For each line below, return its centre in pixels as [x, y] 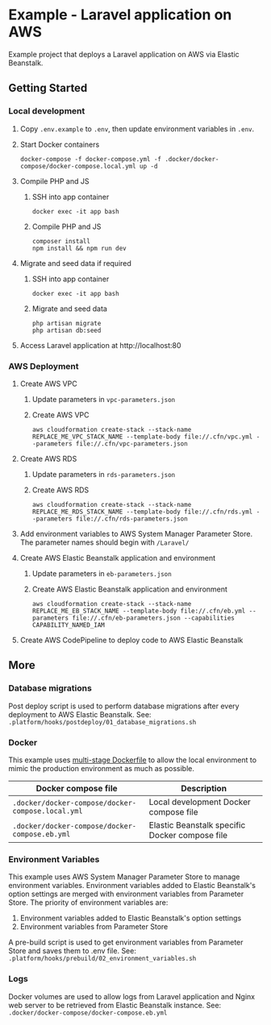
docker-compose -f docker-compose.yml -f [90, 159]
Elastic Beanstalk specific [197, 825]
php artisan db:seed [67, 330]
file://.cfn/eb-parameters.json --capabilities [154, 618]
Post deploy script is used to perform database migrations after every [124, 706]
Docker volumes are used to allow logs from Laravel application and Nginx [132, 996]
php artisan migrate [67, 323]
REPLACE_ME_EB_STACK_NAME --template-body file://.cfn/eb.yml [139, 611]
